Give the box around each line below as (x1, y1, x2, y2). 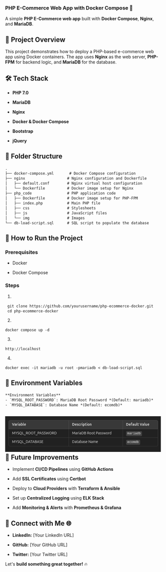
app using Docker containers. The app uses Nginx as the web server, (5, 54, 147, 60)
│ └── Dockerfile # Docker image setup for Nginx (5, 186, 134, 191)
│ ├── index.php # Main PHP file (5, 200, 100, 205)
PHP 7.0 (12, 89, 29, 96)
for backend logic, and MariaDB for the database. (15, 59, 117, 65)
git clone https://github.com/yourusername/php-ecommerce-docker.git (7, 304, 154, 309)
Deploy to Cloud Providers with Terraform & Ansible (12, 486, 120, 492)
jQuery (12, 137, 27, 143)
